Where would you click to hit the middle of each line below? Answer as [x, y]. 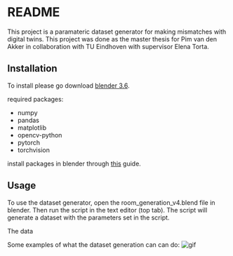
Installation [32, 68]
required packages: [35, 99]
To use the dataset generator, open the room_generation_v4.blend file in [111, 202]
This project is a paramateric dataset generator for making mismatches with [117, 32]
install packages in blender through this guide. [74, 163]
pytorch [29, 142]
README [34, 12]
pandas [28, 120]
